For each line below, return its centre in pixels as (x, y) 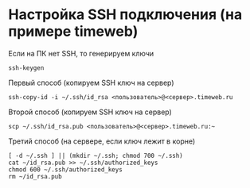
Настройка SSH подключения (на (125, 15)
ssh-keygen (26, 68)
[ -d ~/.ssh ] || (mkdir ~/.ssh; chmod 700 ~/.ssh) (96, 155)
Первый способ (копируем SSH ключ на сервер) (91, 82)
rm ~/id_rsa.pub (35, 176)
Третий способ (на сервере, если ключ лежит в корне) (102, 141)
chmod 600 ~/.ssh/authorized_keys (66, 169)
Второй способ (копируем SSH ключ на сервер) (90, 112)
